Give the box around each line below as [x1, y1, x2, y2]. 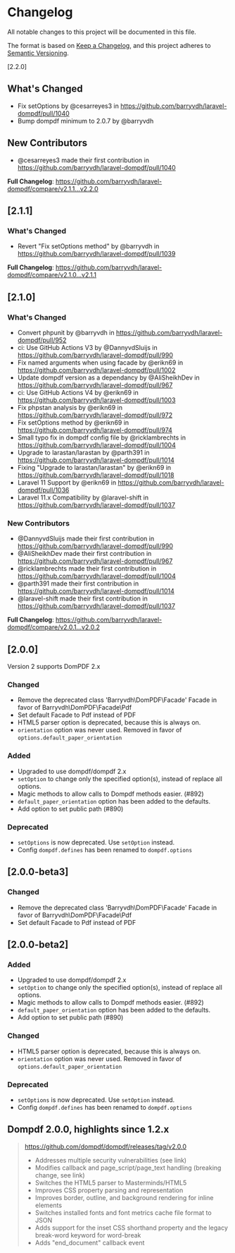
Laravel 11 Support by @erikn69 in [17, 478, 117, 487]
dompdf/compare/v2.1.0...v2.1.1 [7, 271, 97, 279]
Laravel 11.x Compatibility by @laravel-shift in [17, 493, 149, 502]
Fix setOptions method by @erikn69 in [17, 418, 129, 427]
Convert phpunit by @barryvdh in [17, 328, 115, 337]
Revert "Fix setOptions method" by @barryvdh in [17, 242, 160, 250]
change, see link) [34, 1170, 86, 1179]
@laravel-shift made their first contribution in [17, 594, 148, 603]
